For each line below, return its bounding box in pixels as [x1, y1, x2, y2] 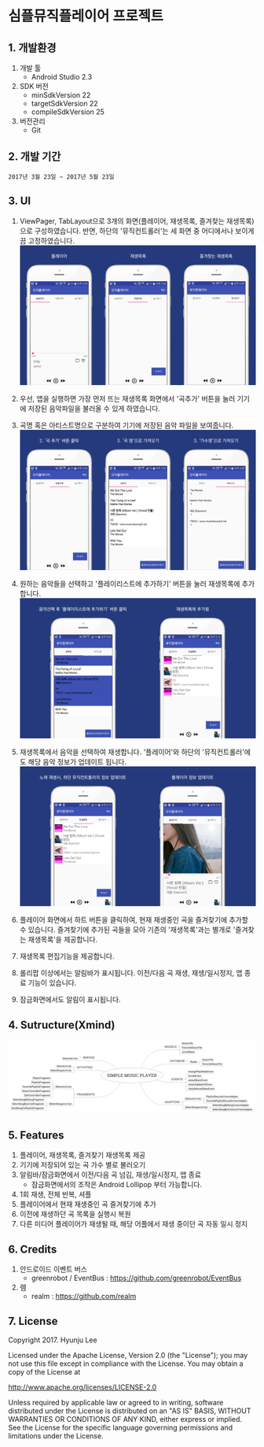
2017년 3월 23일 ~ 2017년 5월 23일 [8, 172, 115, 181]
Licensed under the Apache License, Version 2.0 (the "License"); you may [8, 1351, 248, 1360]
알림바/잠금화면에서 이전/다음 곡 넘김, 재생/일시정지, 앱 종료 [19, 1170, 202, 1179]
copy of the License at [8, 1367, 81, 1377]
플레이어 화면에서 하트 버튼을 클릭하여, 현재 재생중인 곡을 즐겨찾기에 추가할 [19, 915, 249, 925]
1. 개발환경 [8, 41, 57, 54]
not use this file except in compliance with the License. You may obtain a [8, 1359, 244, 1368]
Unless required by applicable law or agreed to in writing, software [8, 1398, 224, 1408]
